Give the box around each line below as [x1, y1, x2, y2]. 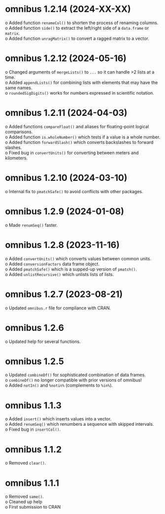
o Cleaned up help [5, 499, 43, 505]
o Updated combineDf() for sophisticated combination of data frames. [5, 372, 146, 378]
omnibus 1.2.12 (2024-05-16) [5, 53, 127, 64]
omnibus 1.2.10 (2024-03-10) [5, 172, 128, 183]
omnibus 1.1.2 [5, 444, 62, 455]
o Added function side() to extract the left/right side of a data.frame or [5, 25, 149, 31]
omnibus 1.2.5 [5, 356, 64, 367]
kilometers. [5, 155, 28, 161]
